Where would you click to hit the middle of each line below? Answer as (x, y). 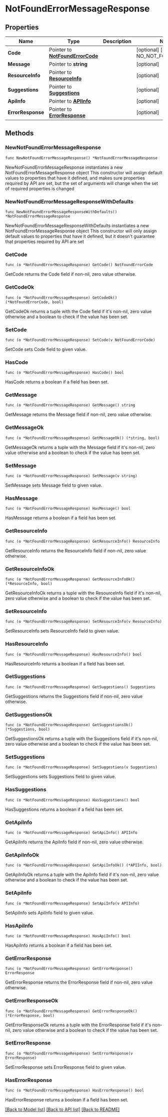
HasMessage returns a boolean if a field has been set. (61, 518)
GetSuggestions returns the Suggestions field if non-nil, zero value (74, 696)
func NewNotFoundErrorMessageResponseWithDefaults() (61, 212)
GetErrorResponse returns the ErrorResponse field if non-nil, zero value (79, 982)
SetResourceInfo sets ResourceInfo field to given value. (62, 631)
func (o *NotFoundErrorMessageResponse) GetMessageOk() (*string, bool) (82, 438)
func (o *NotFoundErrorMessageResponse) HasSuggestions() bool (72, 800)
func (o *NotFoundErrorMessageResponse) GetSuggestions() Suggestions (80, 687)
